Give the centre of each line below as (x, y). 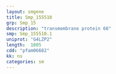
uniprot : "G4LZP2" (29, 39)
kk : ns (14, 56)
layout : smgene (25, 12)
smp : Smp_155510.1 (29, 34)
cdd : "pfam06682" (28, 51)
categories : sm (25, 61)
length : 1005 (24, 45)
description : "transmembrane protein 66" (59, 28)
